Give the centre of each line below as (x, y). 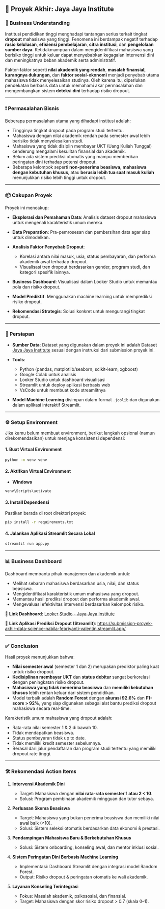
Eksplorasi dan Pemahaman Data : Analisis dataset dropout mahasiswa (84, 217)
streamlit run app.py (27, 544)
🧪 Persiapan (20, 334)
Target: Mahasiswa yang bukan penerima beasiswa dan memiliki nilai (89, 818)
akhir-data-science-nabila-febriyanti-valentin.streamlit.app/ (66, 629)
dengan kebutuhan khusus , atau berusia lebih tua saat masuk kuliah (83, 172)
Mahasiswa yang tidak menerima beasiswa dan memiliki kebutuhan (83, 687)
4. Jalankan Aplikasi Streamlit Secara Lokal (50, 533)
